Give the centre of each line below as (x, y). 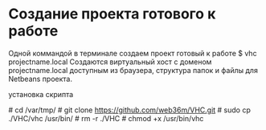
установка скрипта (41, 94)
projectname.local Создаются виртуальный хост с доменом (110, 62)
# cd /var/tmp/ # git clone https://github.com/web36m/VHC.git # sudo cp (130, 110)
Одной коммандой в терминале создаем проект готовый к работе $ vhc (133, 53)
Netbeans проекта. (40, 79)
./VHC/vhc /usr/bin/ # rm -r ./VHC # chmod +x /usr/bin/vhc (106, 118)
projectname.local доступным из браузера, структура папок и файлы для (133, 70)
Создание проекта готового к (112, 14)
